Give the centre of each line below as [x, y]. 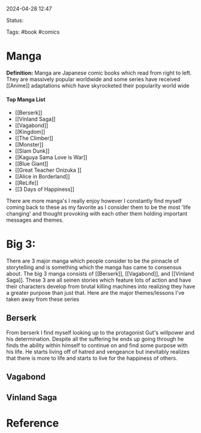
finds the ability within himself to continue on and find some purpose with [97, 345]
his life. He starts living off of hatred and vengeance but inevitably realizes [98, 351]
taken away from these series [43, 299]
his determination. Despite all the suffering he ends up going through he [95, 339]
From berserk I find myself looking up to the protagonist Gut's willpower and [100, 332]
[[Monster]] [29, 145]
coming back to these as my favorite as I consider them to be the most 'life [98, 207]
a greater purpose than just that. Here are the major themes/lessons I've [95, 293]
